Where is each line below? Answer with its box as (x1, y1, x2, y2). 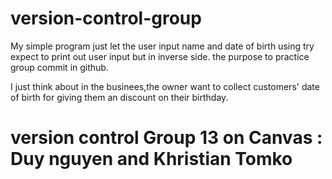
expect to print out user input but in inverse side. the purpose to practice (10, 50, 310, 62)
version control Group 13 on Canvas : (10, 127, 323, 149)
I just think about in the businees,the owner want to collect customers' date (10, 80, 320, 92)
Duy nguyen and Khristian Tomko (10, 148, 293, 171)
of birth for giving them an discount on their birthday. (10, 91, 229, 103)
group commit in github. (10, 61, 109, 73)
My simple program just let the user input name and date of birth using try (10, 40, 315, 52)
